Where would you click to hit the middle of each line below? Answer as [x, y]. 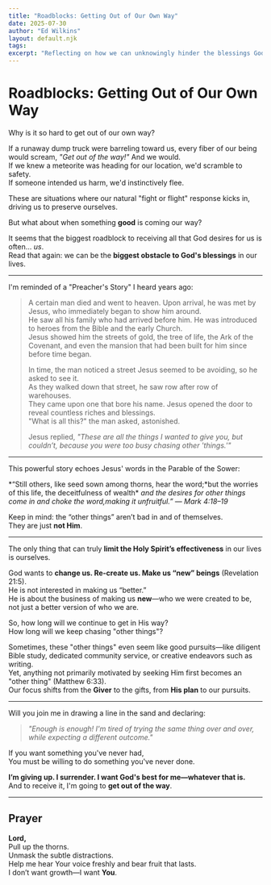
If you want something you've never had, [76, 753]
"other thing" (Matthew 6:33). [58, 681]
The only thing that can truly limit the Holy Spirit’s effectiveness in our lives [135, 549]
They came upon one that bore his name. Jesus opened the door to [140, 403]
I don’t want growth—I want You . [63, 872]
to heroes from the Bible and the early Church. [105, 328]
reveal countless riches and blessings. [92, 412]
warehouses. [50, 395]
